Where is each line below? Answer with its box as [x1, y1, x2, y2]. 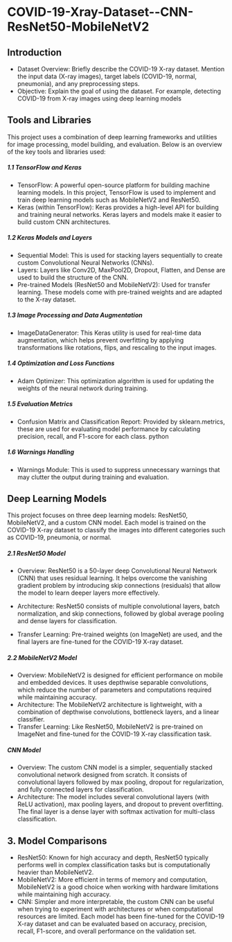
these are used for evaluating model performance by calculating [17, 424, 201, 433]
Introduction [7, 46, 62, 58]
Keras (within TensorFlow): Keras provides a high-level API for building [17, 202, 220, 211]
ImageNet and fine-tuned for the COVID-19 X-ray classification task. [17, 730, 213, 738]
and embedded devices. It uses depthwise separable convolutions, [17, 679, 209, 687]
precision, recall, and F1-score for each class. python [17, 432, 169, 440]
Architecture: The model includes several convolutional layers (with [17, 793, 209, 801]
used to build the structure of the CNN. [17, 273, 129, 281]
